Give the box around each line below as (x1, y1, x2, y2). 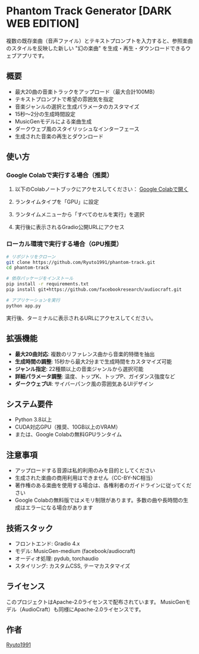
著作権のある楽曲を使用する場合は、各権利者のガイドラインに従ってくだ (14, 482, 192, 489)
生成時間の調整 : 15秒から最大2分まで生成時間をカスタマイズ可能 (14, 358, 172, 365)
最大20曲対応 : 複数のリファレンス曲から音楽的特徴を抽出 (14, 350, 155, 357)
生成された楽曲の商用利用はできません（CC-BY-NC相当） (14, 474, 156, 482)
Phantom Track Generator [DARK (6, 4, 172, 18)
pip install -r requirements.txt (6, 281, 89, 287)
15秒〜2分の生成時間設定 (14, 110, 76, 117)
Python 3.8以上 (14, 416, 52, 423)
